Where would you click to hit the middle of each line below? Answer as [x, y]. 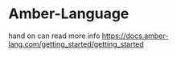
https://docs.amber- [135, 36]
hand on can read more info [54, 36]
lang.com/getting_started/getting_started [76, 44]
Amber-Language [69, 14]
